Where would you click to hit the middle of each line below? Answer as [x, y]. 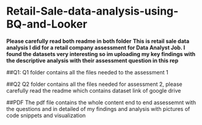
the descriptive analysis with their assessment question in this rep [92, 60]
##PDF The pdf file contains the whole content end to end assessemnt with [101, 102]
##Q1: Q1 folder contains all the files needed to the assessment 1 [88, 72]
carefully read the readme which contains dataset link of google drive [94, 90]
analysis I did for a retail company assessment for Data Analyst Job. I [96, 48]
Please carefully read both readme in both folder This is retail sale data [98, 41]
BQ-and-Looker [47, 24]
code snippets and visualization [46, 115]
